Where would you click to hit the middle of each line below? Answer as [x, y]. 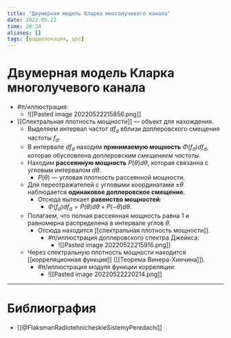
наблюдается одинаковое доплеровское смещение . [106, 192]
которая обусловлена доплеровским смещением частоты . [114, 156]
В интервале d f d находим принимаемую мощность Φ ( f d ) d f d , [118, 147]
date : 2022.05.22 [32, 20]
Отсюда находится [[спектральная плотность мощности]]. [124, 231]
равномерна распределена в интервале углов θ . [99, 223]
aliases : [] [24, 33]
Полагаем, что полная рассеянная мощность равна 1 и [108, 216]
